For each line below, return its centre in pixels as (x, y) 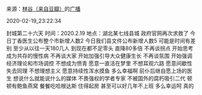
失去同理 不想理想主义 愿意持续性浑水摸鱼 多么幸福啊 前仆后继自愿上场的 (97, 71)
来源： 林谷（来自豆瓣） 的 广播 (43, 9)
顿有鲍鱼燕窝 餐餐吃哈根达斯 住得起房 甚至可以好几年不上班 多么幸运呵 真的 (100, 86)
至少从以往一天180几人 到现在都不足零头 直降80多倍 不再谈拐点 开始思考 (103, 48)
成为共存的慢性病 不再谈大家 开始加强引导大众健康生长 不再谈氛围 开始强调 (99, 56)
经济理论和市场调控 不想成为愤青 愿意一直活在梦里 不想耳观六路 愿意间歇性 (99, 63)
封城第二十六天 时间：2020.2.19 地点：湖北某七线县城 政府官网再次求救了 (97, 33)
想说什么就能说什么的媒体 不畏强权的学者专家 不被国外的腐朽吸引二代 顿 (103, 78)
